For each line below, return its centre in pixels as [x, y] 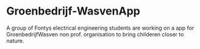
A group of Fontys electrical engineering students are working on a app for [100, 28]
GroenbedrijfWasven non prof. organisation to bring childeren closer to [95, 34]
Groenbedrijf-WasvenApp [73, 11]
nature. [15, 41]
